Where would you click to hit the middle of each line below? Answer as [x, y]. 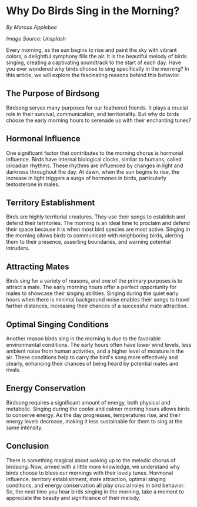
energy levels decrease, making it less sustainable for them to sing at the [94, 421]
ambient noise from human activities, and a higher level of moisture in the [95, 351]
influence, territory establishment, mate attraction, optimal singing [86, 479]
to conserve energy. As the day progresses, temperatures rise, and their [94, 415]
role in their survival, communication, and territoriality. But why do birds [93, 114]
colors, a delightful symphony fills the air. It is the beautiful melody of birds [96, 56]
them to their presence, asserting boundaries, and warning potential [89, 242]
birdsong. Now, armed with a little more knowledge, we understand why [93, 466]
